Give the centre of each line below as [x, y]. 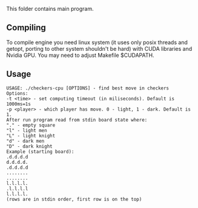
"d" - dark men [25, 141]
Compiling [26, 28]
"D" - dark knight [29, 146]
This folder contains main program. [50, 9]
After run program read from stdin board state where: [77, 120]
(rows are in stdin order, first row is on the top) [74, 199]
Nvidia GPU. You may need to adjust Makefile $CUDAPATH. [80, 55]
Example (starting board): [40, 151]
